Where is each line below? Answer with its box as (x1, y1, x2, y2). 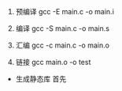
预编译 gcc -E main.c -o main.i (15, 7, 114, 16)
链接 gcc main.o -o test (15, 58, 91, 66)
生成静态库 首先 (15, 74, 67, 83)
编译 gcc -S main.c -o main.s (15, 24, 110, 33)
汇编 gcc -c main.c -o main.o (15, 40, 110, 50)
